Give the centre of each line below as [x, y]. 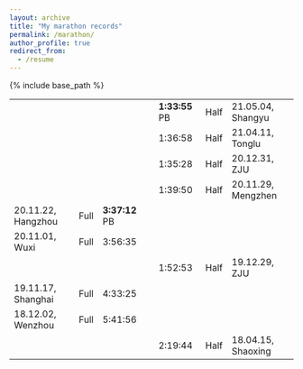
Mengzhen [254, 195]
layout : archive [40, 18]
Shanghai [34, 299]
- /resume [36, 60]
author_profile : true [50, 43]
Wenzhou [34, 325]
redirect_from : [38, 51]
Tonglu [246, 143]
